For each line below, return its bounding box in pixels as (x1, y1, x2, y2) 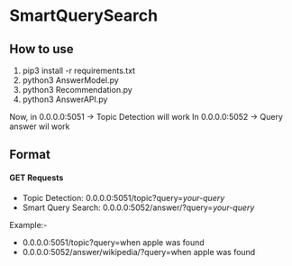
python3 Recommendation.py (22, 85, 132, 95)
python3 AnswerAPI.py (22, 94, 108, 105)
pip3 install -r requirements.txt (22, 65, 136, 76)
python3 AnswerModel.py (22, 75, 119, 86)
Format (9, 147, 51, 162)
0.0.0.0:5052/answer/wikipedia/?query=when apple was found (22, 246, 256, 257)
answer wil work (9, 121, 70, 132)
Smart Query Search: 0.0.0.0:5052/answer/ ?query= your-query (22, 202, 255, 213)
